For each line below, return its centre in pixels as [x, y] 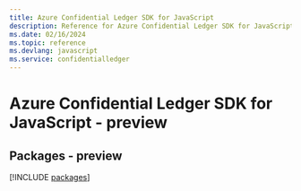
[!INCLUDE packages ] [50, 177]
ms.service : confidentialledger [69, 59]
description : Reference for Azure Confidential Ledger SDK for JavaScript [152, 26]
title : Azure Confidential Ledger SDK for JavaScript [112, 17]
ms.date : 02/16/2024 [48, 34]
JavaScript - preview [89, 123]
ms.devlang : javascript [54, 51]
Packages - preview [66, 156]
